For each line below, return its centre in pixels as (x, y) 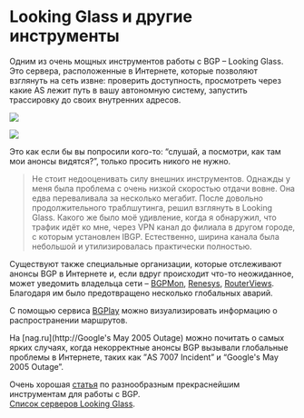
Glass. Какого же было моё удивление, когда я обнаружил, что (154, 217)
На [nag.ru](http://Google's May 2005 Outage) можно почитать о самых (147, 337)
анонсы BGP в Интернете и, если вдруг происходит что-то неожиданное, (152, 274)
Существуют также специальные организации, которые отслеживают (146, 264)
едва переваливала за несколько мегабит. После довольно (147, 198)
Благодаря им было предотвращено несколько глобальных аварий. (142, 293)
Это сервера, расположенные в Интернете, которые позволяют (134, 71)
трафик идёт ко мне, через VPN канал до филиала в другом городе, (163, 227)
